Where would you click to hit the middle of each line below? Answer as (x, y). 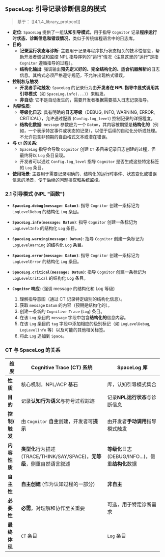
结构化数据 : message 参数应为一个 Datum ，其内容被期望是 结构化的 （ (87, 124)
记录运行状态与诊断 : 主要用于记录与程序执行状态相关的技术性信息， (87, 50)
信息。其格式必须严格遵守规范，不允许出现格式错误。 (73, 75)
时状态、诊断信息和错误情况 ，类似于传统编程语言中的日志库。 (75, 38)
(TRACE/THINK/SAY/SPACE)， (56, 457)
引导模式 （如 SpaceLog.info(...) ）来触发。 (64, 94)
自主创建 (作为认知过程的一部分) (58, 484)
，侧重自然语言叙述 (48, 464)
